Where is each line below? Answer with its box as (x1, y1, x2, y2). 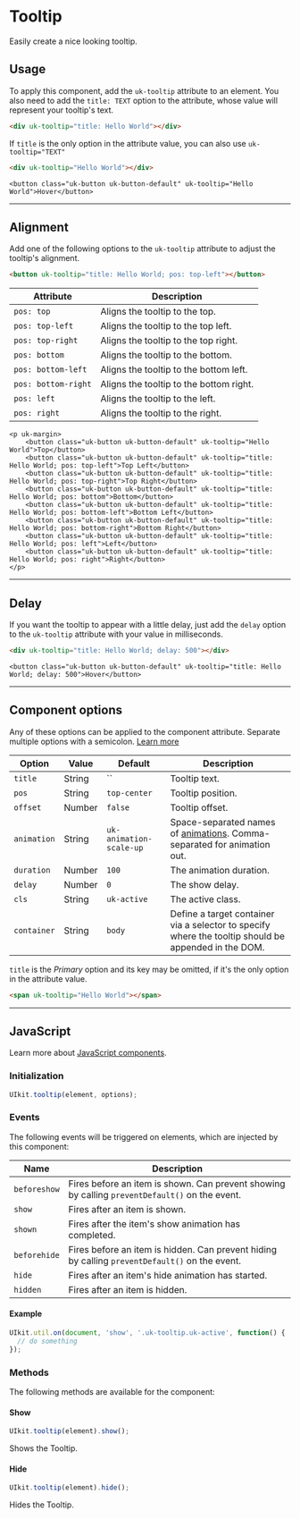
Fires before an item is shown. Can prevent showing (68, 1177, 286, 1190)
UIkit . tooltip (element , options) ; (9, 1090, 138, 1099)
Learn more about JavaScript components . (9, 1048, 167, 1059)
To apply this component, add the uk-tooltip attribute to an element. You (9, 85, 279, 96)
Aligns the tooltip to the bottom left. (100, 364, 248, 376)
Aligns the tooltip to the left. (100, 392, 216, 405)
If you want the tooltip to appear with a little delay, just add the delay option (9, 620, 287, 629)
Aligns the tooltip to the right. (100, 407, 221, 419)
